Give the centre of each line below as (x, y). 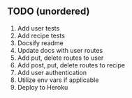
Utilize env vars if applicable (58, 80)
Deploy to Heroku (43, 87)
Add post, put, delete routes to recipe (71, 65)
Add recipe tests (41, 35)
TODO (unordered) (49, 11)
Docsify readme (41, 43)
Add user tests (38, 28)
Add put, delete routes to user (60, 58)
